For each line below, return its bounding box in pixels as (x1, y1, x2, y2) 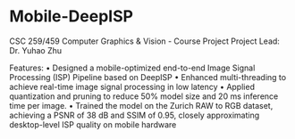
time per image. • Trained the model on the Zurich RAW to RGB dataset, (9, 100, 274, 110)
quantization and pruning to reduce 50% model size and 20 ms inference (9, 91, 279, 102)
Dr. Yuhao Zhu (9, 45, 63, 55)
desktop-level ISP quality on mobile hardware (9, 119, 177, 130)
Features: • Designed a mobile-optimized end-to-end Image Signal (9, 62, 256, 73)
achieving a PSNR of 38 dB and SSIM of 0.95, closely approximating (9, 110, 260, 120)
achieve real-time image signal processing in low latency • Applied (9, 81, 255, 92)
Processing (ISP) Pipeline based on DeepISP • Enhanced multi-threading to (9, 71, 287, 82)
